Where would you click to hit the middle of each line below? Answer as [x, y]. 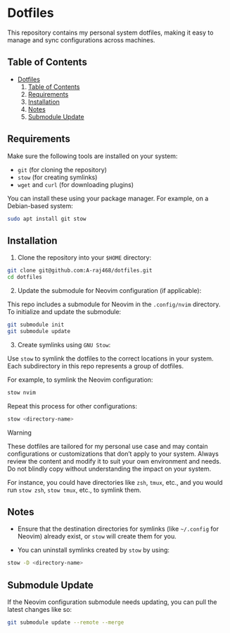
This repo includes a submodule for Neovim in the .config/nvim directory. [114, 304]
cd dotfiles [25, 277]
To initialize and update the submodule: [64, 312]
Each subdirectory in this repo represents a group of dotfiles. [96, 366]
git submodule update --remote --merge [66, 622]
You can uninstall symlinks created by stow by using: [94, 550]
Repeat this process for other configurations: [72, 406]
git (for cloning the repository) [62, 169]
